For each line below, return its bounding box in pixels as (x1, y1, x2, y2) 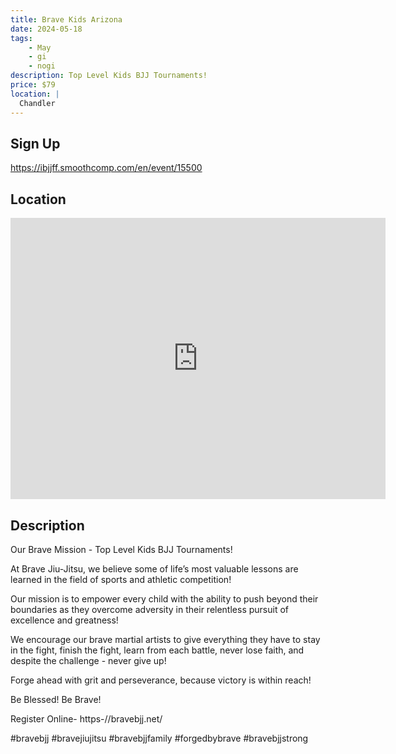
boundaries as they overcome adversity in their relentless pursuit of (10, 603, 289, 615)
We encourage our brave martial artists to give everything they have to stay (10, 633, 321, 645)
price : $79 (10, 80, 56, 90)
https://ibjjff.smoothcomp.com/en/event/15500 (10, 162, 203, 174)
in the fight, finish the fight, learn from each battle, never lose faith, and (10, 644, 305, 656)
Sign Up (10, 135, 61, 152)
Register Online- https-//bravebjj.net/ (10, 712, 163, 725)
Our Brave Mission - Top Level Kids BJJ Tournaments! (10, 543, 233, 555)
